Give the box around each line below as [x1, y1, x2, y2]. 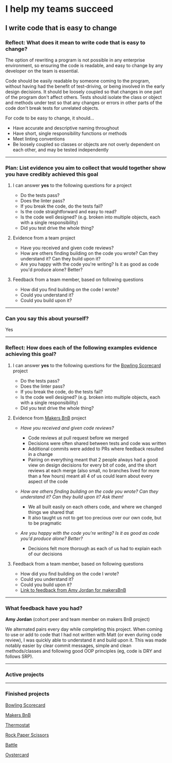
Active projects [5, 671, 45, 678]
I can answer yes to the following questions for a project [12, 183, 132, 189]
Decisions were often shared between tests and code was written [28, 440, 166, 446]
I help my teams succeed [5, 3, 114, 15]
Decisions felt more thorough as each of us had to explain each [28, 545, 162, 551]
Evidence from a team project [12, 235, 76, 241]
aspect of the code [28, 478, 68, 485]
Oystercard [5, 752, 29, 758]
